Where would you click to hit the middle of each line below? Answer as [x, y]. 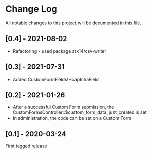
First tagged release [26, 146]
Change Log [31, 9]
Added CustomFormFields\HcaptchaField [56, 79]
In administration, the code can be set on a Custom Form [72, 118]
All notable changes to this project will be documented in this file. [73, 23]
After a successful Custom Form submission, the [63, 107]
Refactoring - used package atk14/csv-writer [59, 51]
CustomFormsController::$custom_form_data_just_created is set [80, 112]
